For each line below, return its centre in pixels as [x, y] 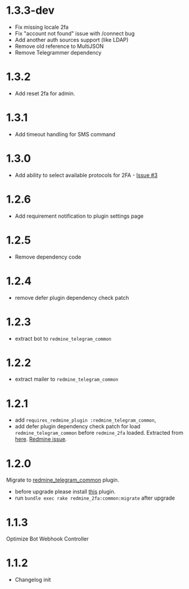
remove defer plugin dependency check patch [72, 297]
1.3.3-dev [31, 10]
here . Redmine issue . [41, 439]
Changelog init [33, 580]
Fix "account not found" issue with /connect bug [75, 33]
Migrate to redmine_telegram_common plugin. [63, 480]
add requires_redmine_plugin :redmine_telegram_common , [86, 420]
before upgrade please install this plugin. [65, 492]
